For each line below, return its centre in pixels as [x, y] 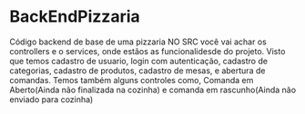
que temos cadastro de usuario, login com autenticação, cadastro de [139, 61]
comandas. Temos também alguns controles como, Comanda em [132, 80]
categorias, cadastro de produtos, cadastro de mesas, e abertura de [137, 71]
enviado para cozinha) [51, 99]
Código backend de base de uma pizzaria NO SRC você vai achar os [138, 42]
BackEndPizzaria [75, 17]
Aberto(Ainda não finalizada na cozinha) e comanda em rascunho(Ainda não [153, 90]
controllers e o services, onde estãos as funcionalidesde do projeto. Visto [147, 51]
